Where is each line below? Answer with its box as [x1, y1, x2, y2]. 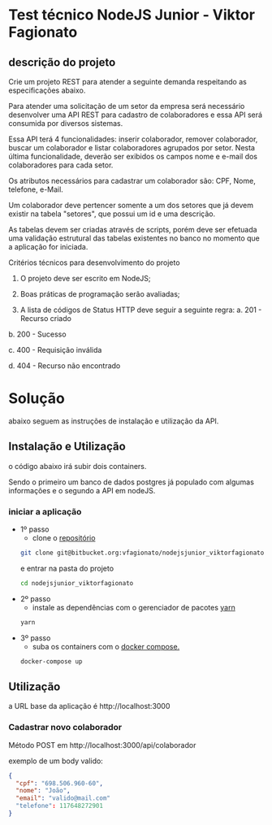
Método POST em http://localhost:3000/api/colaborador [8, 740, 196, 749]
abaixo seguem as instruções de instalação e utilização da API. [8, 416, 219, 426]
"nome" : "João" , [15, 787, 71, 795]
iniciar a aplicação [8, 506, 82, 517]
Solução [8, 389, 65, 408]
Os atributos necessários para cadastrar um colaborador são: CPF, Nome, [8, 176, 256, 185]
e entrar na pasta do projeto [19, 563, 114, 573]
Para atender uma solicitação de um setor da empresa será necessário [8, 102, 245, 111]
